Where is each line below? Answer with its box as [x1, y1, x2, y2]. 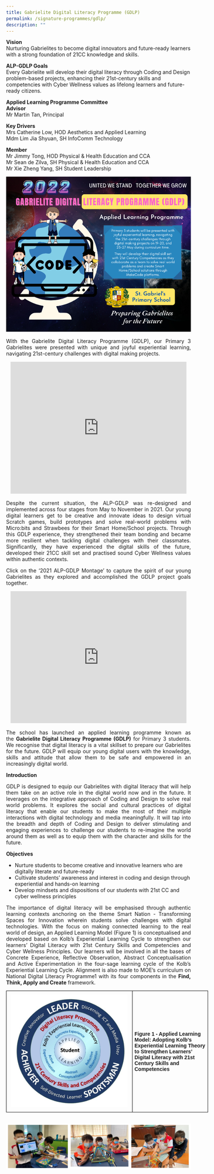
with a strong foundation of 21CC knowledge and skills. [6, 51, 140, 58]
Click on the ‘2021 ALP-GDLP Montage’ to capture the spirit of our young [6, 566, 191, 574]
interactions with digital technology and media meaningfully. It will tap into [6, 814, 191, 821]
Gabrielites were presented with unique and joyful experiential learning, [6, 344, 191, 351]
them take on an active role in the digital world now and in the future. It [6, 789, 191, 796]
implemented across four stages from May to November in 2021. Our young [6, 505, 191, 513]
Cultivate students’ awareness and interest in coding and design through [14, 874, 191, 881]
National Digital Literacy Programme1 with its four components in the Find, [6, 972, 191, 979]
